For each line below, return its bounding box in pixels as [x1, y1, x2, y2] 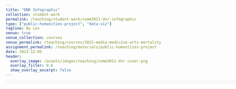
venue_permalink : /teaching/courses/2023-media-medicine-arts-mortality [6, 40, 162, 45]
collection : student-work [6, 12, 60, 17]
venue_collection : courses [6, 35, 62, 40]
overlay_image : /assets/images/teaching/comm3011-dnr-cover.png [10, 58, 148, 63]
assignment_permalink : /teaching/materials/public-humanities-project [6, 44, 157, 49]
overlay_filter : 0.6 [10, 63, 53, 68]
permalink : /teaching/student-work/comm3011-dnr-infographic [6, 16, 137, 21]
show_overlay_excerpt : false [10, 68, 71, 73]
